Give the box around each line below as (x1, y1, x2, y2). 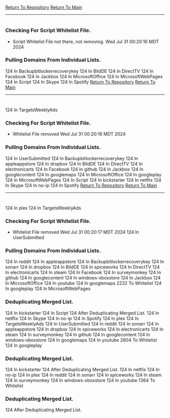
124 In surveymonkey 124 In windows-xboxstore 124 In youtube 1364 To (5, 377, 155, 383)
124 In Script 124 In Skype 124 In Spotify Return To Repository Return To (5, 79, 156, 85)
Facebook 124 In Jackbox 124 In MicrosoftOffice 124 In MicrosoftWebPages (5, 73, 163, 79)
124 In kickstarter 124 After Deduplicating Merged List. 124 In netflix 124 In (5, 367, 160, 373)
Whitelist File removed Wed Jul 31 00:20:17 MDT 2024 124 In (12, 229, 139, 235)
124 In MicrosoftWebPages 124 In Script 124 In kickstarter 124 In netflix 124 (5, 177, 162, 183)
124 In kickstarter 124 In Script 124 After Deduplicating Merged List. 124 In (5, 310, 159, 316)
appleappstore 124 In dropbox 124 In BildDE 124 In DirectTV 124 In (5, 160, 143, 167)
